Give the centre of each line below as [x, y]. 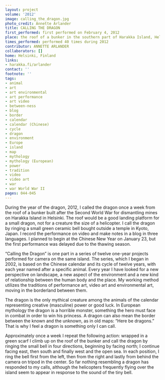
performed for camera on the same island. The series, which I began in [77, 259]
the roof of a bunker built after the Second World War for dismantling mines [81, 212]
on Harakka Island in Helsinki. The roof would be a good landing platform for [82, 218]
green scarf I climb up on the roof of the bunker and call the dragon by [77, 341]
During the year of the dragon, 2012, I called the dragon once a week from [80, 207]
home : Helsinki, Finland [30, 56]
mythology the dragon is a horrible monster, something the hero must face [80, 310]
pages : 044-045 [21, 193]
